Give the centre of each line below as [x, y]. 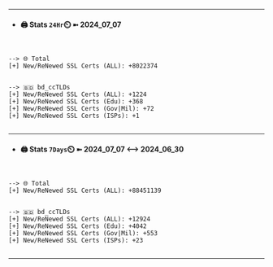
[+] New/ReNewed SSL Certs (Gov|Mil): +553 [83, 234]
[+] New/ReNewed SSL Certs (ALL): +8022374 [83, 66]
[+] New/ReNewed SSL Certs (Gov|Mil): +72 [81, 109]
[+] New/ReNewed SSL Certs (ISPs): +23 [76, 241]
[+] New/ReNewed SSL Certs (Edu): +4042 [78, 226]
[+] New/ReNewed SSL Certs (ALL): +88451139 [85, 191]
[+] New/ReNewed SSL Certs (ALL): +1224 [78, 94]
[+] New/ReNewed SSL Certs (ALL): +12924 [80, 219]
